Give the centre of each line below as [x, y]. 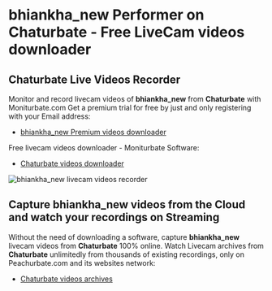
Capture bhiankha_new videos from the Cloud [127, 205]
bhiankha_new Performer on [106, 15]
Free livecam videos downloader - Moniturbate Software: [104, 148]
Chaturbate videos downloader [72, 163]
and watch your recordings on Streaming [114, 217]
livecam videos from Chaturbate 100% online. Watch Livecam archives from [136, 245]
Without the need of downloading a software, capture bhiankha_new [124, 237]
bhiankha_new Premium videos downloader [93, 132]
